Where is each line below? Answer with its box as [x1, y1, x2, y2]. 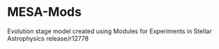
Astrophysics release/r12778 [7, 34, 89, 42]
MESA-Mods [7, 4, 82, 20]
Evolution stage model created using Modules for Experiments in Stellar [7, 27, 212, 35]
